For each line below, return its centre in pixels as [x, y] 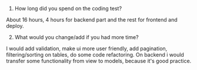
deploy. [15, 26]
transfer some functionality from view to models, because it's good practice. [99, 61]
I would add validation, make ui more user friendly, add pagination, [87, 48]
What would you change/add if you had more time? [77, 37]
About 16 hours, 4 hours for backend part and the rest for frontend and [92, 20]
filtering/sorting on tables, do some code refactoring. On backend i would [95, 55]
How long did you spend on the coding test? [68, 8]
